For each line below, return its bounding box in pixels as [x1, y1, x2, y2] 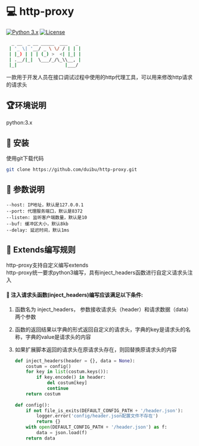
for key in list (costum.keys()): [26, 369, 109, 375]
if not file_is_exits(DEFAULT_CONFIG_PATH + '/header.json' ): [26, 407, 184, 414]
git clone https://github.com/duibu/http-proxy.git [6, 166, 137, 173]
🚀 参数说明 [6, 185, 45, 195]
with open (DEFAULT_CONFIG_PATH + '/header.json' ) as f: [26, 424, 167, 431]
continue [46, 385, 69, 392]
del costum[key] [46, 380, 88, 386]
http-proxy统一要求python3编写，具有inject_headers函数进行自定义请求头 [6, 269, 188, 276]
